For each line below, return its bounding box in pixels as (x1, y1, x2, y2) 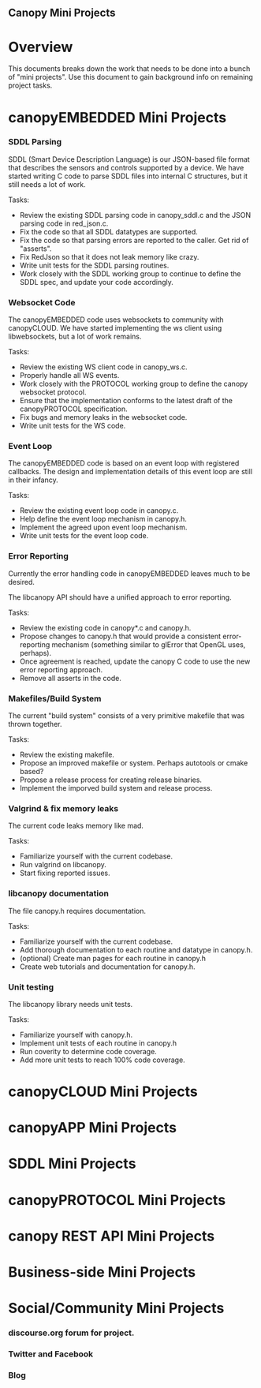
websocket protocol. (19, 387, 87, 397)
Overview (8, 38, 73, 56)
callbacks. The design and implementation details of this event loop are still (8, 467, 253, 477)
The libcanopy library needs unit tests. (8, 999, 133, 1008)
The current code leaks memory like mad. (8, 821, 144, 831)
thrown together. (8, 720, 62, 728)
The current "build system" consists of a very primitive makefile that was (8, 711, 245, 720)
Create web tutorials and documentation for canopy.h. (19, 962, 196, 971)
